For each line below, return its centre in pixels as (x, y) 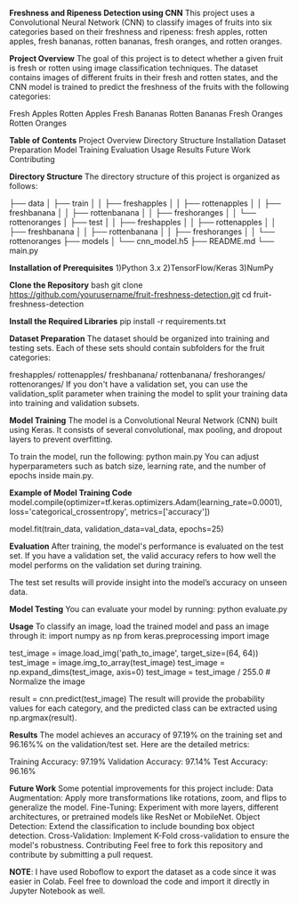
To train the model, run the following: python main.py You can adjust (134, 457)
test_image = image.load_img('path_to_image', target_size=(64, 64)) (134, 653)
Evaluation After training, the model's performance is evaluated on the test (147, 546)
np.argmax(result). (43, 717)
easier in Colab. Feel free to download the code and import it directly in (139, 881)
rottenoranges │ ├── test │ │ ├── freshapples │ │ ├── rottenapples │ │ (143, 222)
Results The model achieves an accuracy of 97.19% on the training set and (146, 735)
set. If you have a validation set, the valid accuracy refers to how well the (143, 555)
